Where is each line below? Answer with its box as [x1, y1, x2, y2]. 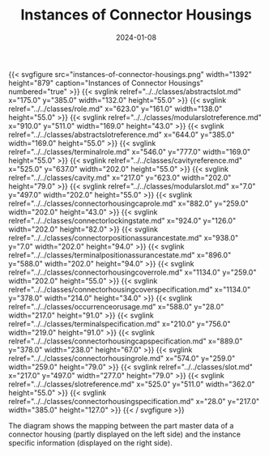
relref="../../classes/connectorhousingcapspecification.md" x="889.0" [8, 336, 243, 346]
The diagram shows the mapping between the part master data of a [8, 420, 234, 430]
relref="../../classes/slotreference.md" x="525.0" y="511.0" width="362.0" [8, 379, 255, 389]
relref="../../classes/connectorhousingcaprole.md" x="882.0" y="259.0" [8, 198, 249, 208]
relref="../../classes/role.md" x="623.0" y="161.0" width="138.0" [8, 104, 223, 113]
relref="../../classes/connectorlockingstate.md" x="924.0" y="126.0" [8, 215, 237, 225]
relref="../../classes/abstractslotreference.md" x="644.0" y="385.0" [8, 130, 235, 139]
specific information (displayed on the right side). [8, 437, 173, 447]
